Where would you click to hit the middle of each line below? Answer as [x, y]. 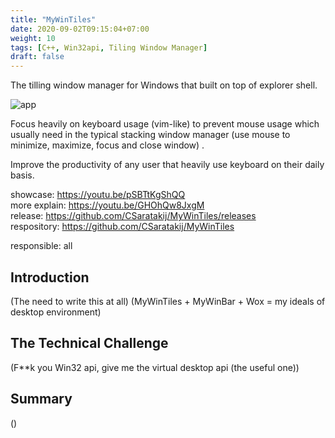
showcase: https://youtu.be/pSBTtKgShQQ [98, 195]
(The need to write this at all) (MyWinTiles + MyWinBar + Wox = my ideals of [168, 301]
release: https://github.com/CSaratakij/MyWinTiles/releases [133, 216]
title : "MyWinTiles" [53, 19]
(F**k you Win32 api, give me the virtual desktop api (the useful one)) [155, 367]
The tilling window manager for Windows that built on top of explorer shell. [164, 85]
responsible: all [41, 246]
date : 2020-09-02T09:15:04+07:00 [80, 29]
